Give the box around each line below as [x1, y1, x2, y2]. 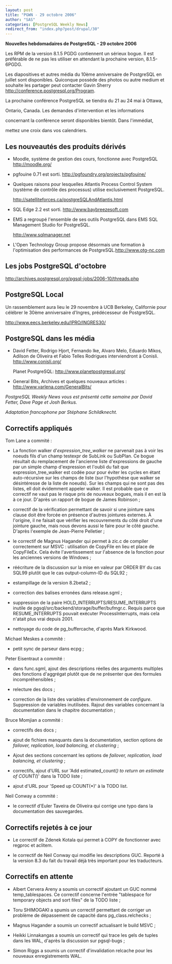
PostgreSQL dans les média [5, 334, 95, 343]
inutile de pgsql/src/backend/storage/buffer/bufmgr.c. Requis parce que [12, 605, 165, 611]
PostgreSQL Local [5, 290, 64, 299]
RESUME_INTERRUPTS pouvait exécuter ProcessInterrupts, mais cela [12, 611, 160, 617]
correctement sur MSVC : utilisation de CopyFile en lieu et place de [12, 543, 155, 550]
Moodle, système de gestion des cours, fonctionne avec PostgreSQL [12, 156, 158, 162]
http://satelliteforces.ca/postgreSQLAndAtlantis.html [12, 196, 123, 202]
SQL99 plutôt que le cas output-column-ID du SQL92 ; [12, 570, 128, 576]
